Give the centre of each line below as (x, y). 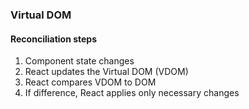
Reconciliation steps (54, 39)
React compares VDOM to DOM (90, 82)
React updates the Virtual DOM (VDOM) (106, 72)
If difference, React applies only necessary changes (132, 93)
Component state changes (79, 61)
